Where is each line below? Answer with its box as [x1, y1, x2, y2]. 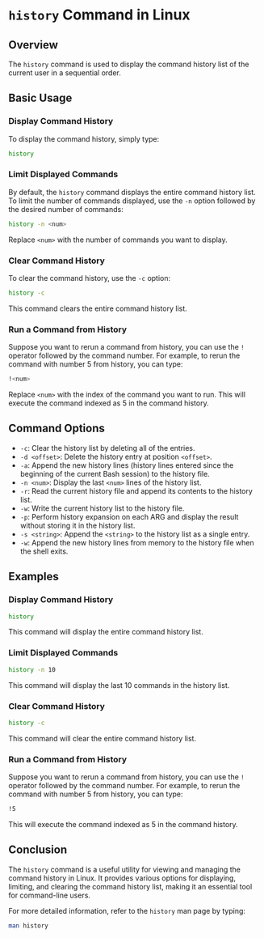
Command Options [8, 422, 105, 435]
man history [8, 921, 48, 930]
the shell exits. [19, 546, 69, 556]
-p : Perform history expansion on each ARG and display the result [19, 511, 239, 521]
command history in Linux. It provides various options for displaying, [8, 872, 237, 883]
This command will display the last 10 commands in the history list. [8, 680, 230, 690]
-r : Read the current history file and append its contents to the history [19, 486, 253, 495]
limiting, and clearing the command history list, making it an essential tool [8, 881, 253, 891]
